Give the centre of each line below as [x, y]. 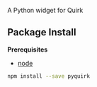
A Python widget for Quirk [45, 10]
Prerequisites [28, 50]
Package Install [42, 32]
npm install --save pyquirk [49, 76]
